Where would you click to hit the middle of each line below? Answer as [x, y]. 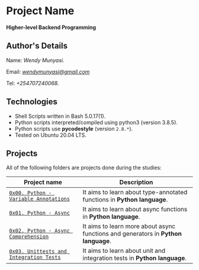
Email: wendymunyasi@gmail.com [48, 72]
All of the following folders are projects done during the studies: [84, 168]
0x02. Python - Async [39, 231]
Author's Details [37, 46]
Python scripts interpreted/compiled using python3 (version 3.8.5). [96, 122]
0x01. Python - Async [39, 213]
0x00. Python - [31, 193]
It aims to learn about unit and [124, 251]
